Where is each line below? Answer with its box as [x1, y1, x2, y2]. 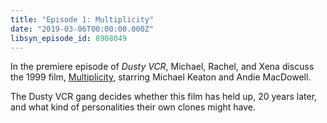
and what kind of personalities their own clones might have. [10, 101, 257, 113]
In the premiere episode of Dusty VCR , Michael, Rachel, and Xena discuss [10, 61, 315, 73]
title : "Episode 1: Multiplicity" [10, 14, 155, 25]
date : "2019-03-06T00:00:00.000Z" [10, 24, 155, 34]
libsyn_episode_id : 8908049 [10, 33, 128, 43]
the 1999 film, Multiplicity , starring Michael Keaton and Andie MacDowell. [10, 71, 312, 83]
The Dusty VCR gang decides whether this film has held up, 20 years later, [10, 91, 318, 103]
